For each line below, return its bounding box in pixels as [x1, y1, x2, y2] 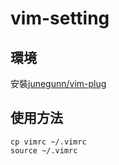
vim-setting [10, 7, 110, 30]
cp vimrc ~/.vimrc [10, 137, 87, 147]
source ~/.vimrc [10, 145, 78, 156]
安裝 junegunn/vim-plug [10, 78, 107, 89]
